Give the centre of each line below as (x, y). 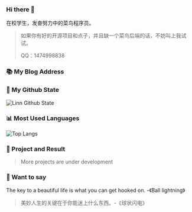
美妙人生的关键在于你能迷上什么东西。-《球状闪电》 (84, 203)
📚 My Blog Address (35, 72)
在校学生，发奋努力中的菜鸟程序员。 (50, 23)
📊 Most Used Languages (43, 118)
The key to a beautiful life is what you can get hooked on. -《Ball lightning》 (96, 190)
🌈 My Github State (32, 90)
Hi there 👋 (21, 9)
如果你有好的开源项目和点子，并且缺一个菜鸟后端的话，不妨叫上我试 (103, 36)
